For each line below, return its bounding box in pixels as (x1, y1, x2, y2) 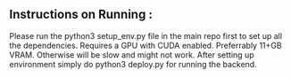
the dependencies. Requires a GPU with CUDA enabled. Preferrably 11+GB (9, 40, 283, 51)
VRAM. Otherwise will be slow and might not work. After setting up (9, 49, 254, 60)
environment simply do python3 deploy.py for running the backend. (9, 58, 257, 69)
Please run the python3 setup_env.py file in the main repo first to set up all (9, 30, 283, 41)
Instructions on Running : (9, 7, 154, 22)
